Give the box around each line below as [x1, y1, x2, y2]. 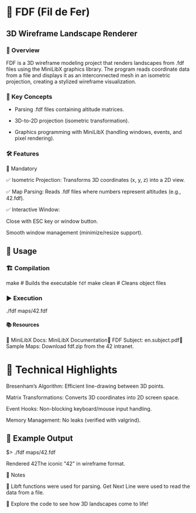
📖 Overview [6, 46, 40, 54]
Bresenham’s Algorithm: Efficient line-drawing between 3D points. [6, 383, 165, 390]
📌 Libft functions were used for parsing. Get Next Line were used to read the [6, 483, 190, 490]
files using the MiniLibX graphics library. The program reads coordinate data [6, 66, 190, 73]
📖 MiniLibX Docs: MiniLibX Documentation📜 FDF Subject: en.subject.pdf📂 [6, 336, 183, 343]
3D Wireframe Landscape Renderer [6, 29, 137, 39]
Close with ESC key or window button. [6, 218, 98, 225]
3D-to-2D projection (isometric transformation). [14, 117, 130, 125]
